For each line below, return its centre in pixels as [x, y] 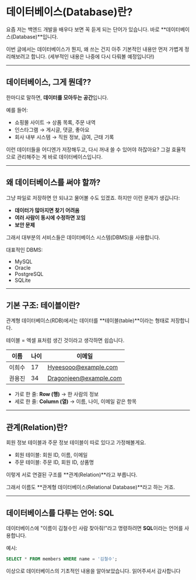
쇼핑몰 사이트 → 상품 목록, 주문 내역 [55, 122]
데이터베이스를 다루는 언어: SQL [60, 513]
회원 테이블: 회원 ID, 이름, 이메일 [51, 455]
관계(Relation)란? [37, 427]
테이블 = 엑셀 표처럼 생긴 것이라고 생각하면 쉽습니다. [65, 340]
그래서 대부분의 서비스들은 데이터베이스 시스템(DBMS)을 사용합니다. [83, 237]
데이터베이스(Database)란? [69, 12]
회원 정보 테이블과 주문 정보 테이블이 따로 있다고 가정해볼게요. [76, 442]
